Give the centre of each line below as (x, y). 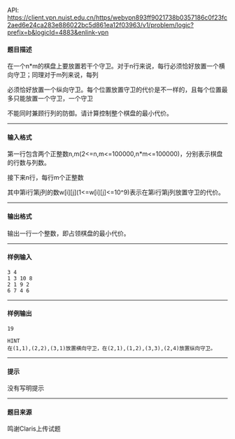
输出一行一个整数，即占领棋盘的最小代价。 (69, 233)
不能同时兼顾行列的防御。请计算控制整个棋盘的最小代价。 (90, 113)
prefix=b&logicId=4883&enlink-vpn (58, 32)
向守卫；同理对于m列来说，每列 (53, 75)
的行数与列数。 (29, 163)
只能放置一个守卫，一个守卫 (53, 99)
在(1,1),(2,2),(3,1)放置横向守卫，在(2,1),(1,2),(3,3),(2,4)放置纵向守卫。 (112, 349)
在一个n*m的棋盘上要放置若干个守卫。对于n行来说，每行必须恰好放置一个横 (116, 66)
